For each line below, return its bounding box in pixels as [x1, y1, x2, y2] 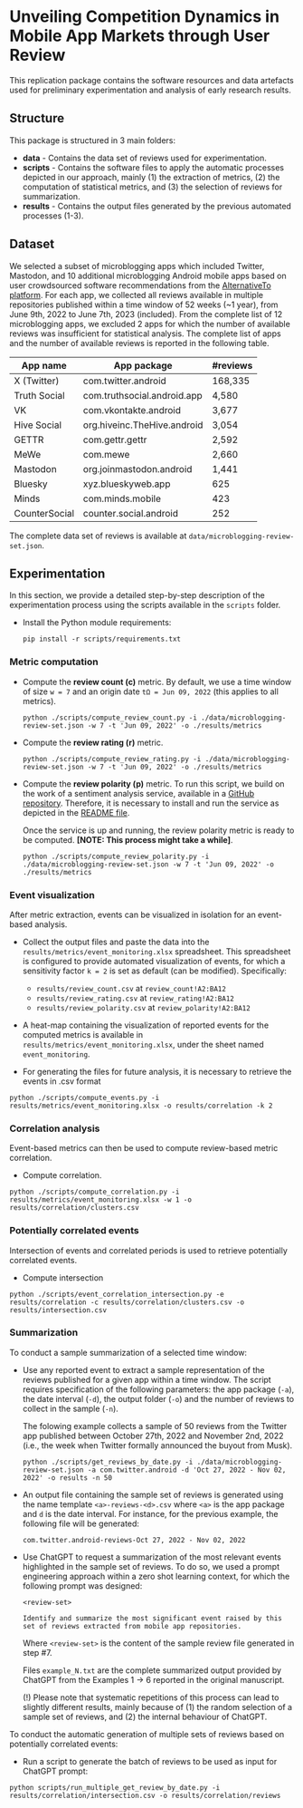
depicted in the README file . [22, 807, 130, 817]
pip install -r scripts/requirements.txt [22, 634, 181, 644]
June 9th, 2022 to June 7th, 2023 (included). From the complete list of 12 [9, 308, 283, 319]
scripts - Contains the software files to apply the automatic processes [22, 161, 285, 173]
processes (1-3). [22, 210, 84, 221]
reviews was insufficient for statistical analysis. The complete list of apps [9, 328, 282, 339]
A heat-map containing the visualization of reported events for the [22, 1020, 270, 1030]
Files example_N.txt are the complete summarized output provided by [22, 1665, 282, 1676]
